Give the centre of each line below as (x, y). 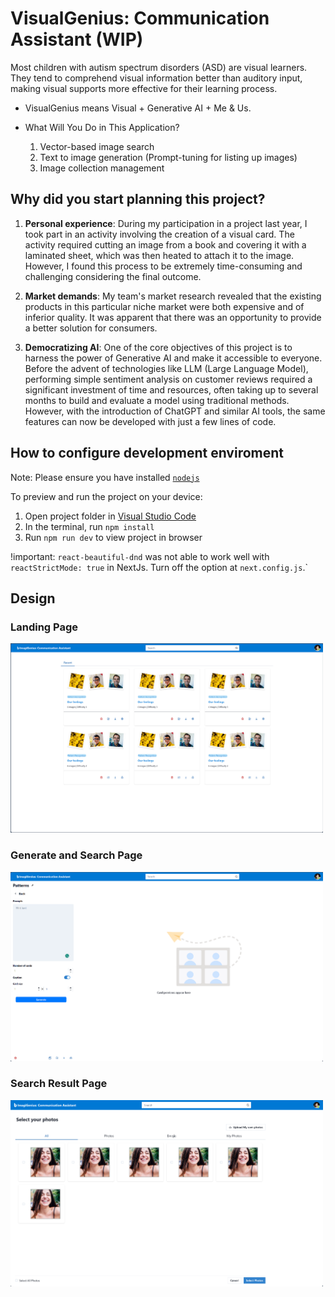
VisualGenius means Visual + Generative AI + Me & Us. (138, 108)
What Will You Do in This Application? (102, 127)
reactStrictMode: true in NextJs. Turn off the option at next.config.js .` (159, 567)
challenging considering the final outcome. (113, 276)
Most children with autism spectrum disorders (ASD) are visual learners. (159, 67)
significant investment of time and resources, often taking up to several (171, 389)
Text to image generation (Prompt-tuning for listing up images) (168, 157)
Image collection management (102, 168)
